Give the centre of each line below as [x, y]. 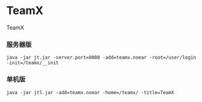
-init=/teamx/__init [33, 63]
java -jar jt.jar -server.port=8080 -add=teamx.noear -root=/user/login [101, 58]
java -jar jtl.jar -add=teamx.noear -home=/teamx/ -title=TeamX [90, 92]
